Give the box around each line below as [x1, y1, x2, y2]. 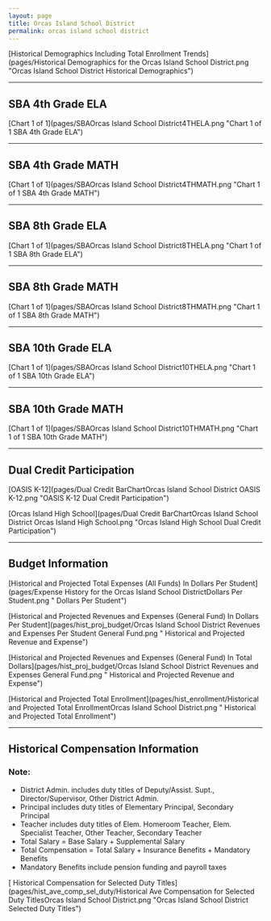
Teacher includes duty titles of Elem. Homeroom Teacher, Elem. [19, 819, 232, 829]
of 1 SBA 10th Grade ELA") [8, 371, 95, 381]
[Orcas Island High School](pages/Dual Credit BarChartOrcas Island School [8, 509, 259, 519]
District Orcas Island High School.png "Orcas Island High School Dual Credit [8, 518, 261, 528]
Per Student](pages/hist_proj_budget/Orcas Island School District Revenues [8, 620, 261, 629]
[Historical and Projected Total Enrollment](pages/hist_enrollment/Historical [8, 694, 260, 704]
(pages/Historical [8, 57, 66, 67]
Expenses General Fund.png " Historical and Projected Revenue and [8, 670, 235, 679]
